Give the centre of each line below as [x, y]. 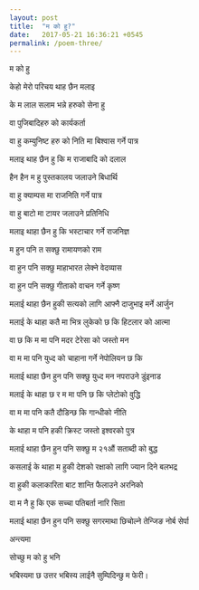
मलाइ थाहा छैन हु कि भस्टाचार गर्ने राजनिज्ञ [69, 232]
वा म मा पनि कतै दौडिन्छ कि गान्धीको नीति [68, 413]
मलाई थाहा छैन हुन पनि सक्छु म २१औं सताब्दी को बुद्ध [84, 449]
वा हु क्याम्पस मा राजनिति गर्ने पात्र [56, 195]
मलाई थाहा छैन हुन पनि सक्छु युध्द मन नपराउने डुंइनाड [85, 376]
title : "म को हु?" [43, 26]
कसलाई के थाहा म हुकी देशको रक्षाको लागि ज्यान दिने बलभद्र [94, 467]
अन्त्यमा [20, 539]
